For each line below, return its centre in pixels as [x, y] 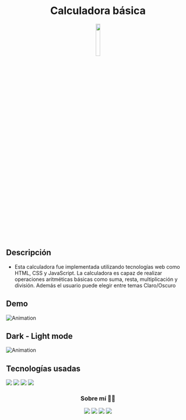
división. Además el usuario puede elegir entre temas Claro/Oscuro [95, 285]
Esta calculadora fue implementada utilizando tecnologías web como [97, 266]
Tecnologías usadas [43, 368]
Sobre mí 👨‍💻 [98, 398]
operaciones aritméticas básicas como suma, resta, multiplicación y [96, 279]
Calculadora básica [98, 11]
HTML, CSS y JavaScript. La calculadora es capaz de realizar [88, 273]
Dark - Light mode [39, 336]
